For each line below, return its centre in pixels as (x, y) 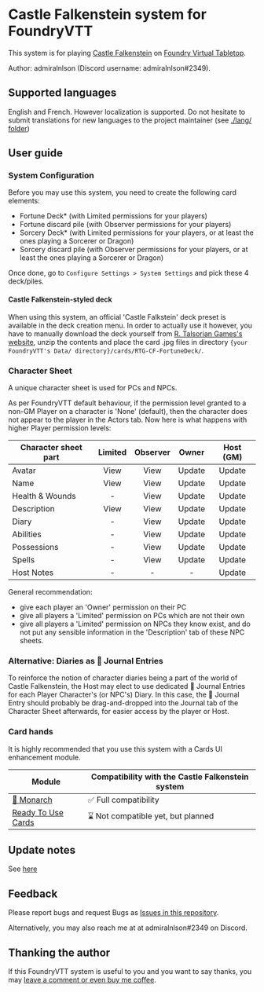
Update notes (42, 850)
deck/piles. (26, 281)
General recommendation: (50, 591)
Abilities (27, 534)
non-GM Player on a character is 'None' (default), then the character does (128, 411)
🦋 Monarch (32, 800)
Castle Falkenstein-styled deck (60, 299)
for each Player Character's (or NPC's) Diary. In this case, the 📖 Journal (124, 695)
